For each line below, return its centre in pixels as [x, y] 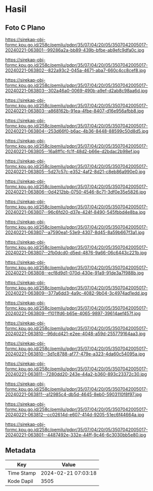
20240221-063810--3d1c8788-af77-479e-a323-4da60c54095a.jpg [75, 354]
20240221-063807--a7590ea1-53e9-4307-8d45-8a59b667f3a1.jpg [75, 232]
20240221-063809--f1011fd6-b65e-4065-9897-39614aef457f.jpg [73, 313]
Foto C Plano [25, 28]
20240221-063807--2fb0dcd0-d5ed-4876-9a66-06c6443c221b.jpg [76, 252]
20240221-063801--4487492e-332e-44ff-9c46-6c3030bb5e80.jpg [76, 435]
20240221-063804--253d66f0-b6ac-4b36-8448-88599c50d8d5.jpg [77, 131]
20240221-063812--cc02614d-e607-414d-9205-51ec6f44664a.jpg [75, 414]
